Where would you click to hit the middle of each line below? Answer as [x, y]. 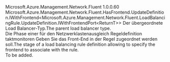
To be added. [19, 55]
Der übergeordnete [143, 23]
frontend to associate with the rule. [42, 50]
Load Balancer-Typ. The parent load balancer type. [58, 28]
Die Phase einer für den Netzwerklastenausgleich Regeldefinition [74, 34]
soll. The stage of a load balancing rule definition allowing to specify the [80, 44]
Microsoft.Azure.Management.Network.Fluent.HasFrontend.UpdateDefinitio [85, 12]
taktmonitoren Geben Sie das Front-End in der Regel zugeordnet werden [81, 39]
